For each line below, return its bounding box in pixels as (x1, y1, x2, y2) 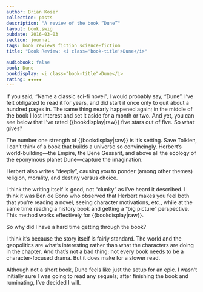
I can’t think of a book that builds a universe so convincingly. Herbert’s (6, 143, 182, 150)
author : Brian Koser (6, 8, 59, 15)
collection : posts (6, 15, 53, 21)
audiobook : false (6, 59, 50, 65)
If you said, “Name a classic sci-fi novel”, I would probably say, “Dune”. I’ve (6, 93, 194, 100)
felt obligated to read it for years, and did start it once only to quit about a (6, 99, 190, 107)
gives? (6, 125, 23, 132)
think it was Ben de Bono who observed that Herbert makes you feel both (6, 192, 190, 200)
